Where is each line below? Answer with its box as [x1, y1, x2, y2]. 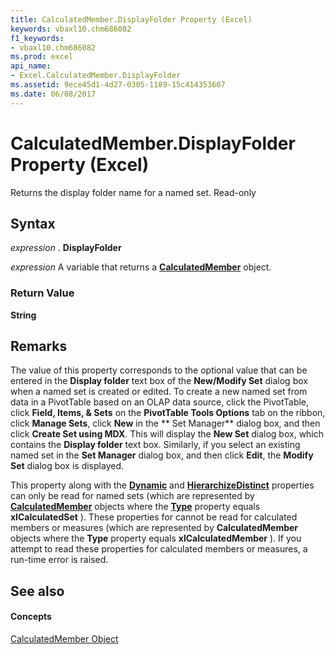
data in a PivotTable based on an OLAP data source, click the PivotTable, [10, 396, 310, 408]
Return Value [10, 286, 75, 300]
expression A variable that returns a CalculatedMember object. [10, 261, 272, 273]
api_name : [10, 61, 52, 71]
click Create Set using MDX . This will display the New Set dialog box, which [10, 428, 325, 440]
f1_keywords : [10, 33, 65, 43]
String [10, 309, 37, 321]
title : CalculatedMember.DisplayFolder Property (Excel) [10, 14, 253, 25]
